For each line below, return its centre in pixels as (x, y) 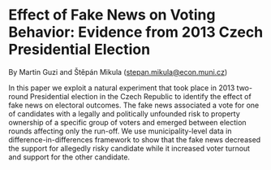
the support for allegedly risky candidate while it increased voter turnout (129, 148)
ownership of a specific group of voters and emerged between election (127, 122)
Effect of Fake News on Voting (112, 15)
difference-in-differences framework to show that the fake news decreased (135, 139)
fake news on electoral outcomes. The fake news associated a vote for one (134, 105)
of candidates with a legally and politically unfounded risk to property (125, 113)
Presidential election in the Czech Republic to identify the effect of (140, 96)
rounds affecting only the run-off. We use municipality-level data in (120, 131)
